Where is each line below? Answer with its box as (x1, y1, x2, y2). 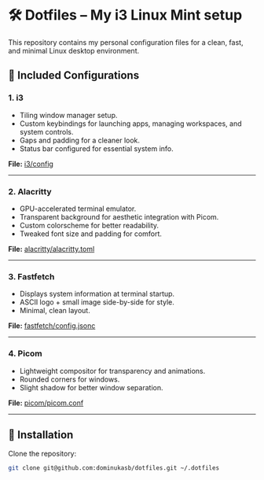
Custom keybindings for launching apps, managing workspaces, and (19, 119, 242, 128)
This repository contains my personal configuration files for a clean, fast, (8, 37, 244, 47)
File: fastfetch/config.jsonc (8, 321, 96, 330)
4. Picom (8, 348, 42, 359)
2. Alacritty (8, 186, 53, 197)
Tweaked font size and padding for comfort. (19, 229, 163, 238)
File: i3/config (8, 159, 53, 168)
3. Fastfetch (8, 271, 55, 282)
